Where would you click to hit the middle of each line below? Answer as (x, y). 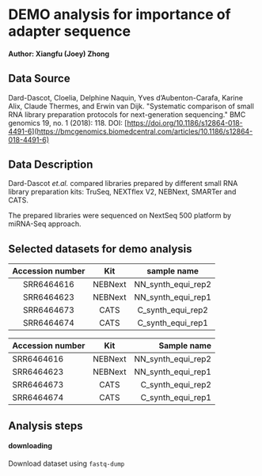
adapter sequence (70, 31)
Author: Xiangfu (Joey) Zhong (59, 54)
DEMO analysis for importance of (120, 15)
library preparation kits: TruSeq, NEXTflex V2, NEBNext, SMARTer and (122, 192)
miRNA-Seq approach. (45, 224)
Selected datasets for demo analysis (100, 249)
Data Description (51, 164)
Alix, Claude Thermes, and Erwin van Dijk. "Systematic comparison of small (131, 106)
